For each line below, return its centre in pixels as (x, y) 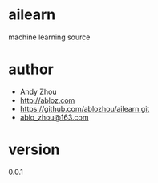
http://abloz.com (47, 100)
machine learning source (49, 37)
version (34, 150)
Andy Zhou (38, 91)
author (31, 69)
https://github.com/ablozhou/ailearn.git (85, 108)
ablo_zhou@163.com (55, 117)
